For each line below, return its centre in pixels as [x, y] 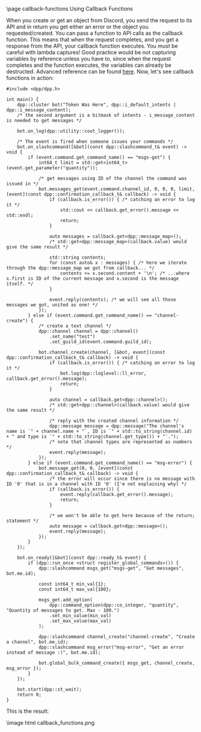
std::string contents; [78, 258]
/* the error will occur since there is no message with [122, 479]
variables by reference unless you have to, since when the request [89, 59]
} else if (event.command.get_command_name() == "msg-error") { [110, 463]
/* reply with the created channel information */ [114, 421]
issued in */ [23, 184]
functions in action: [30, 78]
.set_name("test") [72, 337]
